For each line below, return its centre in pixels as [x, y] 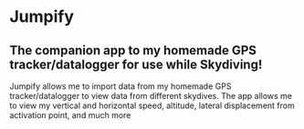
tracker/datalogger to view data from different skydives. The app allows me [151, 96]
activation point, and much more [70, 115]
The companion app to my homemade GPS [133, 50]
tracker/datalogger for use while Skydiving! [136, 64]
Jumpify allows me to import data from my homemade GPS [121, 86]
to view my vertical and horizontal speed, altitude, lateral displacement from [152, 105]
